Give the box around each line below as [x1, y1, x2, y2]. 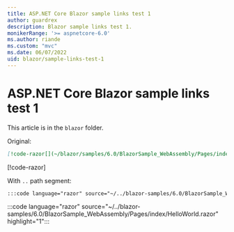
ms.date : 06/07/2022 [7, 49, 68, 56]
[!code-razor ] [7, 163, 47, 171]
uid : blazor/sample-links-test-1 [7, 56, 104, 63]
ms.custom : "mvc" [7, 42, 58, 49]
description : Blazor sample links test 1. [7, 23, 132, 30]
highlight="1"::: [7, 217, 50, 226]
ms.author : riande [7, 36, 61, 43]
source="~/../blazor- [81, 203, 141, 211]
